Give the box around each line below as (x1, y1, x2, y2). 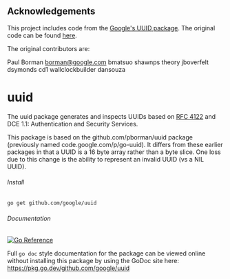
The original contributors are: (7, 44, 90, 52)
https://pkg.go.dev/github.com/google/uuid (7, 264, 130, 272)
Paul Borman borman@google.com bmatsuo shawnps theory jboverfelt (7, 58, 209, 66)
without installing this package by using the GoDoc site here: (7, 257, 179, 265)
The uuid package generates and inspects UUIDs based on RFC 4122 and (7, 112, 216, 120)
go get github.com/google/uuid (7, 200, 97, 206)
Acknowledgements (7, 6, 96, 17)
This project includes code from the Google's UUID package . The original (7, 23, 216, 32)
